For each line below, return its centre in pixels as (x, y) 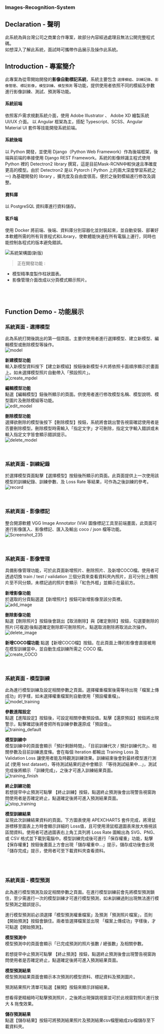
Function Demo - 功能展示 (44, 311)
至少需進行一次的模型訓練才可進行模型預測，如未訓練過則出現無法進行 (84, 898)
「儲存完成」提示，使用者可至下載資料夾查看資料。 (56, 851)
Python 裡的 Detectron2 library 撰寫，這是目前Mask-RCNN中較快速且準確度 (81, 164)
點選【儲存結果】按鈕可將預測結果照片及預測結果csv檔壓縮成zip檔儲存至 (78, 1020)
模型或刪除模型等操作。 (33, 345)
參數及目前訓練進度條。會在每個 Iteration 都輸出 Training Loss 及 (74, 752)
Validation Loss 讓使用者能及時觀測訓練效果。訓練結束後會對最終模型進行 (79, 758)
